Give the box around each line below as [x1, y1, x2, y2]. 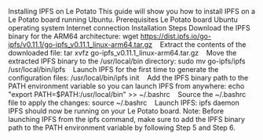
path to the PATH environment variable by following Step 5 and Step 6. [8, 123, 236, 132]
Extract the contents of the [159, 40, 247, 49]
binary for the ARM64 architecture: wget [8, 31, 139, 41]
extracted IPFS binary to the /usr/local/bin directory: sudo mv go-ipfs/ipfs [8, 56, 246, 66]
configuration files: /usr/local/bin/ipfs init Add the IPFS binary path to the [8, 74, 249, 82]
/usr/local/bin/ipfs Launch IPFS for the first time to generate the [8, 65, 219, 74]
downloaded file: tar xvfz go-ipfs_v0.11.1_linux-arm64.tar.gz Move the [8, 48, 237, 57]
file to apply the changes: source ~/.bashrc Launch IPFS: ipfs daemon [8, 98, 239, 107]
